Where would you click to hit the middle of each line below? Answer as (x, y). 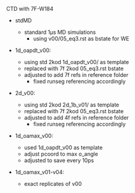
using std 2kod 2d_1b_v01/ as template (71, 105)
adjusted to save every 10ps (59, 160)
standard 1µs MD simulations (60, 32)
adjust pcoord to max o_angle (61, 154)
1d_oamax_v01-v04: (40, 172)
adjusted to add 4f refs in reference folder (76, 118)
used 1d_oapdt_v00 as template (63, 147)
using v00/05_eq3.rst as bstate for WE (81, 38)
